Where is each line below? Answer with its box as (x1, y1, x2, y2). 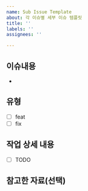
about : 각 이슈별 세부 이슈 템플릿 (6, 15, 83, 21)
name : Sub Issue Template (6, 9, 72, 15)
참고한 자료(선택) (6, 176, 66, 186)
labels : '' (6, 26, 34, 32)
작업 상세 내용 (6, 139, 55, 150)
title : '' (6, 20, 32, 26)
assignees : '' (6, 32, 42, 38)
